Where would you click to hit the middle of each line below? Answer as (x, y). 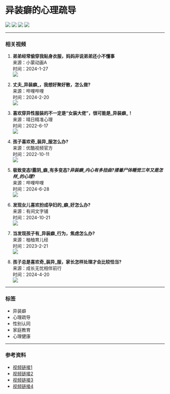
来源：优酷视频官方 (33, 148)
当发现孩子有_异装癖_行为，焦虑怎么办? (54, 233)
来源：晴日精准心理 (33, 120)
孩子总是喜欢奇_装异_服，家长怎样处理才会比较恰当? (67, 262)
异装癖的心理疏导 (41, 10)
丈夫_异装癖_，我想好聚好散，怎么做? (51, 85)
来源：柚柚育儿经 (30, 240)
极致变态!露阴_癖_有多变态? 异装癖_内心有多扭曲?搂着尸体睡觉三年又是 (86, 170)
